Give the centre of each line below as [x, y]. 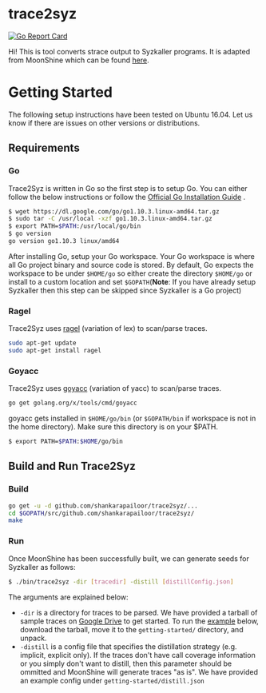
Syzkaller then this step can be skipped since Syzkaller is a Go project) [125, 290]
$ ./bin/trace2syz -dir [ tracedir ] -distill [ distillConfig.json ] [121, 581]
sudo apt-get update [43, 343]
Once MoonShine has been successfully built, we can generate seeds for [129, 558]
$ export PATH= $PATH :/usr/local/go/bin [75, 226]
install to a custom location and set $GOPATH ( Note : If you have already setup [132, 281]
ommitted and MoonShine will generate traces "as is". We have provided [139, 671]
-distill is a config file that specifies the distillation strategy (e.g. [128, 646]
